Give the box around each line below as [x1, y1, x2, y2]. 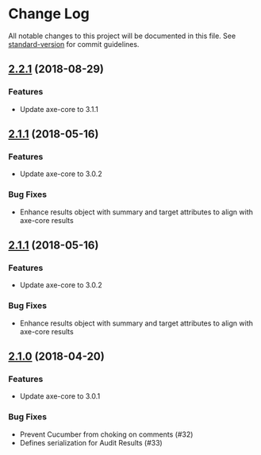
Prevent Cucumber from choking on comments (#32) [19, 430, 194, 439]
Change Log [8, 5, 90, 23]
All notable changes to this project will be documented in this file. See [8, 31, 236, 40]
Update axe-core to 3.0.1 [19, 391, 101, 401]
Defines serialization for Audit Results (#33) [19, 438, 163, 447]
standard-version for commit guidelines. [8, 39, 140, 48]
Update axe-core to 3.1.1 [19, 104, 99, 114]
